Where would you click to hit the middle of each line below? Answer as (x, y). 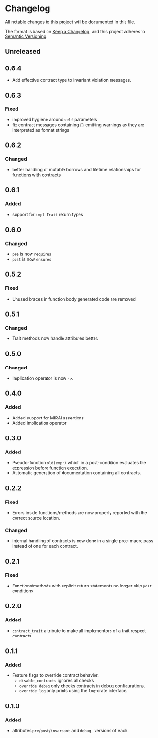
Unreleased (23, 52)
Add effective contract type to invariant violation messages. (72, 80)
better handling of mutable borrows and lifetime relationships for (76, 169)
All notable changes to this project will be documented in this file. (70, 22)
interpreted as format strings (40, 130)
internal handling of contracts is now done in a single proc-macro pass (83, 541)
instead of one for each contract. (45, 546)
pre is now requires (32, 254)
